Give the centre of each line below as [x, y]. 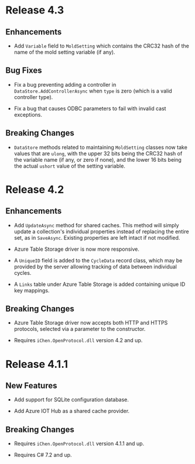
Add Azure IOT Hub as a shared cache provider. [72, 411]
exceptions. [28, 114]
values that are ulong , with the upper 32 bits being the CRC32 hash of [98, 153]
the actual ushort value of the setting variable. [69, 166]
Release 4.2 [35, 190]
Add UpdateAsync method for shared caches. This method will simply [96, 225]
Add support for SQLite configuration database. [71, 400]
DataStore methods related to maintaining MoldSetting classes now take [101, 147]
